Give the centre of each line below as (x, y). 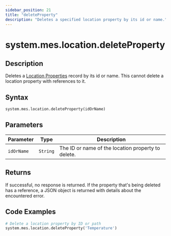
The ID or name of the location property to (110, 148)
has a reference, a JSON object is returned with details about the (73, 190)
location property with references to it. (46, 81)
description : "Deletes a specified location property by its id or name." (86, 19)
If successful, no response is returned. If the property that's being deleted (83, 185)
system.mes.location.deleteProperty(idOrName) (55, 109)
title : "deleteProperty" (32, 15)
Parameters (24, 125)
